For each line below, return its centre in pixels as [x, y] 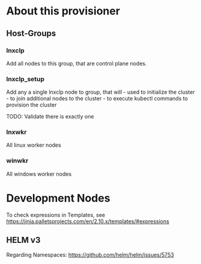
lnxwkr [16, 132]
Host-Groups [31, 33]
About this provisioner [63, 11]
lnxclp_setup [25, 79]
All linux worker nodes [34, 145]
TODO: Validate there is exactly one [50, 117]
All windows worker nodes [39, 174]
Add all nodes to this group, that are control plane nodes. [76, 63]
